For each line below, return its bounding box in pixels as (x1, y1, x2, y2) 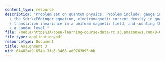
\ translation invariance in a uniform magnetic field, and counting (9, 21, 155, 26)
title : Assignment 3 (5, 44, 48, 49)
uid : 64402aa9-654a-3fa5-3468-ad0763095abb (5, 48, 96, 53)
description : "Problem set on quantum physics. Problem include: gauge (5, 12, 155, 17)
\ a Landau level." (9, 26, 50, 30)
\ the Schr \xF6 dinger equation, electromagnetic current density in (9, 16, 153, 21)
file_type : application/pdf (5, 35, 63, 40)
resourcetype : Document (5, 39, 54, 44)
